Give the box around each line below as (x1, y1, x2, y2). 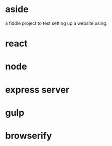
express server (5, 84, 69, 95)
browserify (5, 130, 52, 141)
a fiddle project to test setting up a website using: (5, 20, 108, 26)
